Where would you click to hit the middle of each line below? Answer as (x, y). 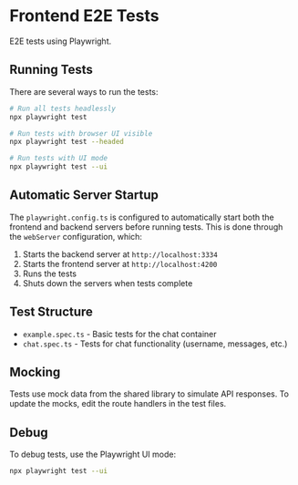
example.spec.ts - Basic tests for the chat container (119, 334)
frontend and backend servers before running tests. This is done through (146, 227)
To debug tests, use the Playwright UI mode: (92, 454)
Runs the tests (50, 273)
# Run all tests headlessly (63, 108)
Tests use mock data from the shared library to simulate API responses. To (149, 394)
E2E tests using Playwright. (61, 41)
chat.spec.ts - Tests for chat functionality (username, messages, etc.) (155, 344)
